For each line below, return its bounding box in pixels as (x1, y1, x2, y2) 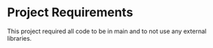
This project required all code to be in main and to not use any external (7, 27, 207, 35)
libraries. (7, 34, 32, 42)
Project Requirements (7, 5, 134, 20)
